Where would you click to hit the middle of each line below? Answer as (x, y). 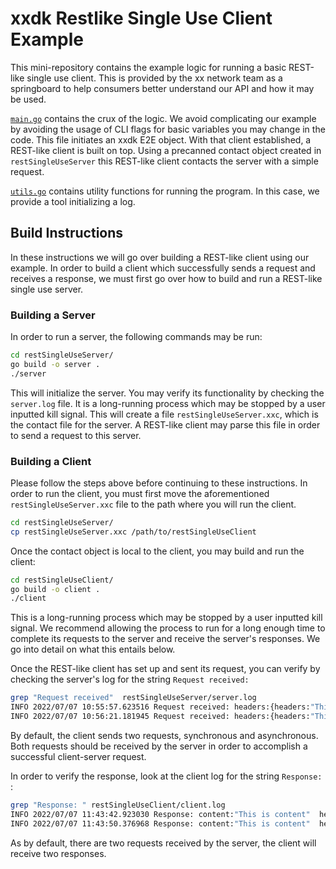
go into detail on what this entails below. (93, 649)
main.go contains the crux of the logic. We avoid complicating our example (163, 118)
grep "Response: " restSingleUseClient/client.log (118, 805)
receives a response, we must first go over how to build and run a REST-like (166, 278)
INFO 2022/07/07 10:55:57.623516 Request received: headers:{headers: (160, 707)
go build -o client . (55, 589)
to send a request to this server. (76, 435)
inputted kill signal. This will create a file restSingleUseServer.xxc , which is (164, 414)
